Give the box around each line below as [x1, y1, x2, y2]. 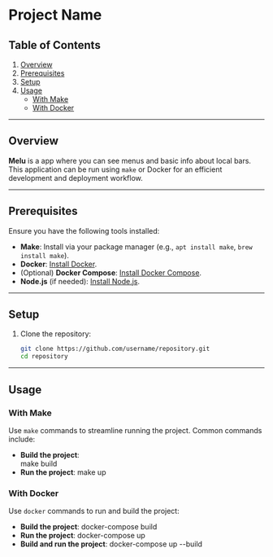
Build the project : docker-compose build [19, 522, 158, 532]
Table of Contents [8, 38, 102, 52]
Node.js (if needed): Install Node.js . [19, 276, 141, 286]
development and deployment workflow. [8, 173, 144, 182]
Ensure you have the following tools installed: [8, 226, 160, 235]
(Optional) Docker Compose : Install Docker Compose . [19, 267, 201, 278]
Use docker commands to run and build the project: [8, 507, 180, 516]
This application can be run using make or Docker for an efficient [8, 164, 223, 174]
